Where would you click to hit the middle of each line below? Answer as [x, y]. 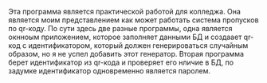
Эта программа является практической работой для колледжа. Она [125, 12]
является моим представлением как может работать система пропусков [133, 20]
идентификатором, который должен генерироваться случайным [138, 45]
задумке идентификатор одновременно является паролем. [110, 71]
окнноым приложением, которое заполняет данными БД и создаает [125, 37]
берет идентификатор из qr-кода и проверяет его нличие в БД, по [121, 62]
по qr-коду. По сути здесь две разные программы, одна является [120, 28]
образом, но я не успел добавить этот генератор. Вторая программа [126, 54]
